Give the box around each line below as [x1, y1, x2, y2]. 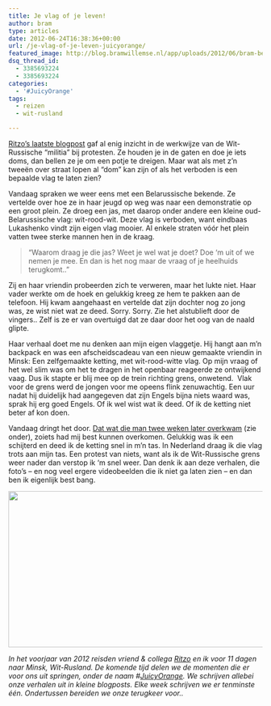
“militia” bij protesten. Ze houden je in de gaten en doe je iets [44, 147, 247, 157]
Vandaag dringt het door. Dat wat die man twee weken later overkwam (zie [8, 424, 256, 433]
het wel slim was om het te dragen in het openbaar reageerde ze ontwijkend [8, 365, 261, 374]
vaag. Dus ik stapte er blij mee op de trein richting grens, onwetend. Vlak [8, 374, 252, 383]
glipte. [8, 323, 30, 332]
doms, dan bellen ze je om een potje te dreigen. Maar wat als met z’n [8, 156, 238, 166]
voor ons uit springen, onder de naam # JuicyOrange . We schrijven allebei [8, 671, 254, 680]
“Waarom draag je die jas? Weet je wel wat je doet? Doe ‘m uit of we [27, 247, 255, 257]
